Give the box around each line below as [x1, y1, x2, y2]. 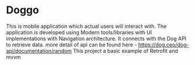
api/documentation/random [6, 47, 72, 54]
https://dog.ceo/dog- [138, 41, 189, 48]
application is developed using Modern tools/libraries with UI [6, 28, 152, 35]
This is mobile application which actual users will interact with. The [6, 23, 167, 30]
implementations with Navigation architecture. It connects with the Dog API [6, 35, 187, 42]
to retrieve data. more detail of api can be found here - [6, 41, 137, 48]
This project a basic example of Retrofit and [72, 47, 178, 54]
